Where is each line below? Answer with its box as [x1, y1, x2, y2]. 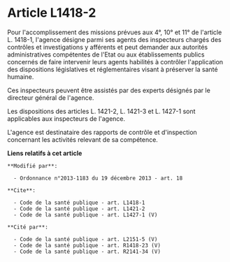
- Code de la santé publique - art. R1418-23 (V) [13, 242, 161, 249]
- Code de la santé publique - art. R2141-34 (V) [13, 248, 161, 255]
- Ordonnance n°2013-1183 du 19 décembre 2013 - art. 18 [13, 175, 183, 182]
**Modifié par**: [7, 162, 58, 169]
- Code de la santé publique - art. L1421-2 [13, 205, 145, 212]
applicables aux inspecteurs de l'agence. [7, 114, 126, 123]
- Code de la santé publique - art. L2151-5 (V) [13, 235, 158, 242]
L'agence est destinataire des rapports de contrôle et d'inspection [7, 128, 197, 136]
